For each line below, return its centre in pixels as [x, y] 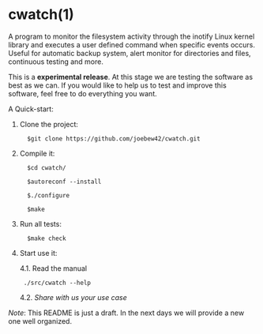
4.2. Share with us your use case [73, 297]
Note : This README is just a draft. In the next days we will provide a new [126, 313]
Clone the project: [49, 124]
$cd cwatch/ [47, 167]
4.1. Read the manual [53, 268]
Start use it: [38, 253]
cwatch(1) [41, 15]
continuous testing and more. [56, 62]
